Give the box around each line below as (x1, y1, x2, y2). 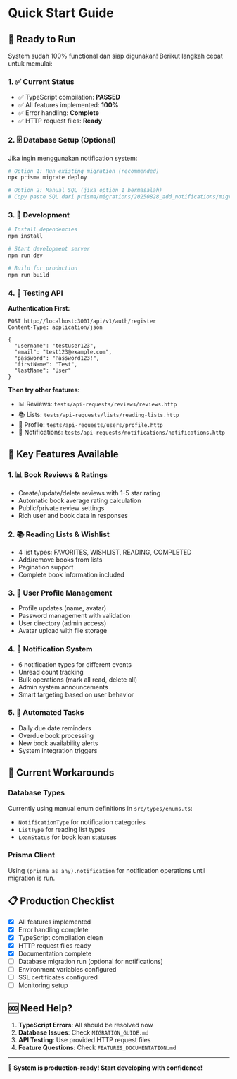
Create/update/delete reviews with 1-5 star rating (18, 488, 161, 497)
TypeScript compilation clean (18, 933, 103, 941)
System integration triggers (18, 746, 98, 754)
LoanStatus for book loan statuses (18, 833, 117, 841)
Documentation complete (18, 949, 92, 958)
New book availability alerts (18, 739, 98, 747)
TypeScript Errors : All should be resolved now (18, 1020, 153, 1029)
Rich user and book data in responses (18, 511, 129, 519)
